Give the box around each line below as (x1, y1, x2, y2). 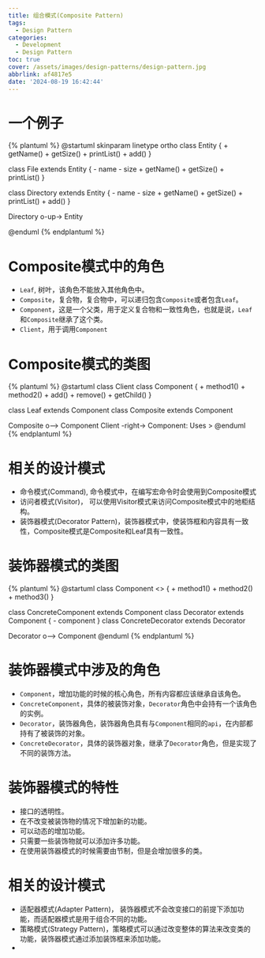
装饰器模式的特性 (8, 779, 120, 797)
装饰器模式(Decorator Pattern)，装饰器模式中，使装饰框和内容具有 (19, 517, 235, 526)
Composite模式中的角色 (8, 258, 165, 275)
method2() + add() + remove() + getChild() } (8, 390, 152, 400)
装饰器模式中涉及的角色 (8, 662, 161, 680)
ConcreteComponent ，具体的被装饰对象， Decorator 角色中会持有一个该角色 (19, 699, 257, 708)
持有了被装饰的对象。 (19, 729, 89, 738)
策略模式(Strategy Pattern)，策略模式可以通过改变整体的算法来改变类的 (19, 924, 251, 933)
